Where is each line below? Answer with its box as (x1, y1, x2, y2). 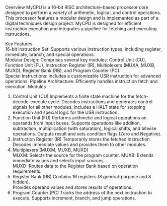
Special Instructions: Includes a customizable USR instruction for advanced (5, 73, 161, 79)
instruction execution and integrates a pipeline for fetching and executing (5, 26, 157, 32)
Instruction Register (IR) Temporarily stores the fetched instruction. (12, 136, 151, 142)
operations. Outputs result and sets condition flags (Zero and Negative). (12, 131, 162, 136)
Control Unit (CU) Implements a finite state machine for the (12, 93, 135, 99)
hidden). (12, 179, 30, 185)
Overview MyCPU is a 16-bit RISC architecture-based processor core (5, 5, 148, 10)
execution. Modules (5, 84, 46, 90)
